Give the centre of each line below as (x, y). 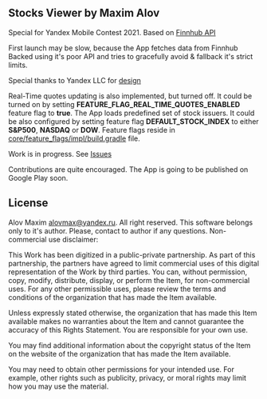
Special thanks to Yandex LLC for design (75, 80)
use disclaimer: (73, 239)
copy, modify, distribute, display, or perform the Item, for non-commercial (129, 280)
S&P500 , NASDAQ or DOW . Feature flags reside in (92, 130)
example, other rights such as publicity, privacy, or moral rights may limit (128, 377)
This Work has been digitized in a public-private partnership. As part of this (132, 254)
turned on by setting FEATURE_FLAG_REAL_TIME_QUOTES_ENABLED (124, 104)
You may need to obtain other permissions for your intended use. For (122, 369)
